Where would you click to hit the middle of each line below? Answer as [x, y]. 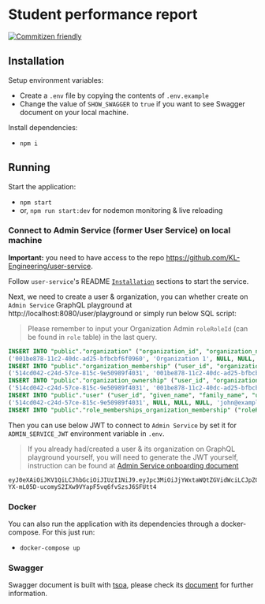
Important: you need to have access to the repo [86, 257]
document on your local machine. [74, 112]
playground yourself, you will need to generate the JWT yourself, [133, 457]
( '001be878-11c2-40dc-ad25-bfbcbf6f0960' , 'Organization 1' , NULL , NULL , [132, 359]
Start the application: [42, 186]
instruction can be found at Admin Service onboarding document [133, 465]
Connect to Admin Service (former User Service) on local [119, 230]
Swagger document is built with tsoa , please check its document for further [131, 585]
